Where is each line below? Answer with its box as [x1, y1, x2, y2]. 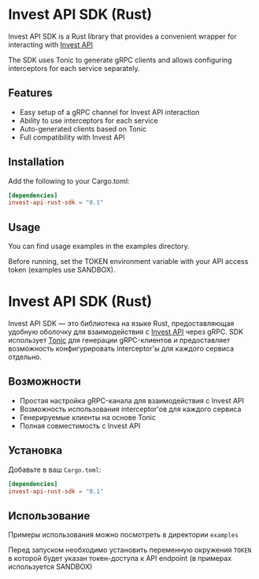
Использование [8, 509, 91, 522]
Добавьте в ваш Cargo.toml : [8, 465, 102, 474]
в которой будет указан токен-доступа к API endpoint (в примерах [8, 554, 232, 563]
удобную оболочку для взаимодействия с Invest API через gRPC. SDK [8, 327, 244, 336]
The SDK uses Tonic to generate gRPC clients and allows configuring [8, 55, 232, 65]
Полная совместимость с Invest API [19, 421, 141, 430]
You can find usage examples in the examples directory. [8, 242, 191, 251]
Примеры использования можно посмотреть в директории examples [8, 530, 239, 540]
